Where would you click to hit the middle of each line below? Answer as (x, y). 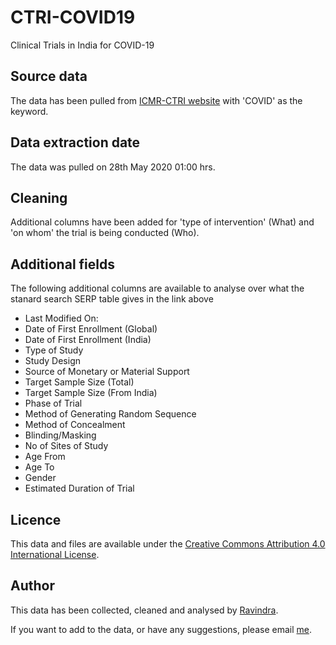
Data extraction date (75, 142)
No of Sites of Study (66, 446)
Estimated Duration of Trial (79, 488)
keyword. (29, 111)
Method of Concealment (75, 425)
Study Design (52, 361)
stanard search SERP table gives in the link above (112, 299)
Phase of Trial (53, 403)
